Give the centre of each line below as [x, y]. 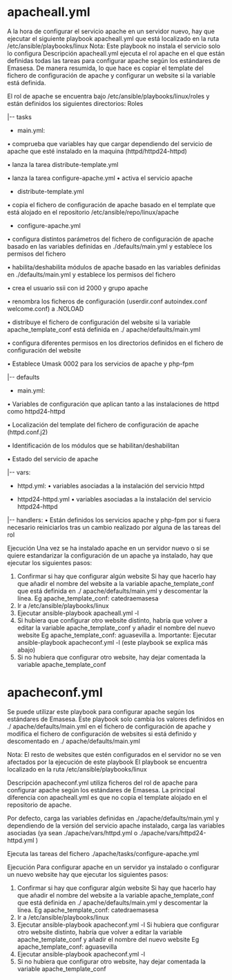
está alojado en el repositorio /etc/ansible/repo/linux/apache [93, 212]
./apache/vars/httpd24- [173, 832]
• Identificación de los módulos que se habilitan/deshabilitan [93, 445]
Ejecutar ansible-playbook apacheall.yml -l [78, 613]
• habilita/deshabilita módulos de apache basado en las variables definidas [114, 267]
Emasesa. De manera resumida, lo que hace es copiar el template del [105, 68]
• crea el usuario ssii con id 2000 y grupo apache [78, 287]
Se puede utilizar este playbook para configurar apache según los [101, 711]
